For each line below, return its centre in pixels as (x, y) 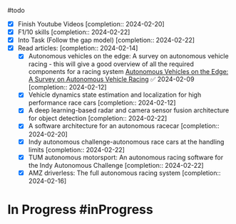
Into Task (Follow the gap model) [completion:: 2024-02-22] (106, 40)
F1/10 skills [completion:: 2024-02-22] (74, 32)
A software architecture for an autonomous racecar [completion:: (124, 126)
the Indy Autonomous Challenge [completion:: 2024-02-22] (116, 165)
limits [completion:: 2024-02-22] (76, 149)
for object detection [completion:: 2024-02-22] (98, 118)
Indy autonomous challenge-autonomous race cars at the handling (126, 142)
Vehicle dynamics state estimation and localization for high (115, 95)
